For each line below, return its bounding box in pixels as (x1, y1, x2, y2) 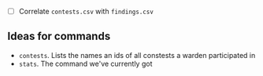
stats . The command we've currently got (18, 59, 153, 68)
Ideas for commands (7, 30, 111, 43)
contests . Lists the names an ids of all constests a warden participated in (18, 50, 256, 60)
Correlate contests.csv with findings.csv (18, 7, 154, 16)
